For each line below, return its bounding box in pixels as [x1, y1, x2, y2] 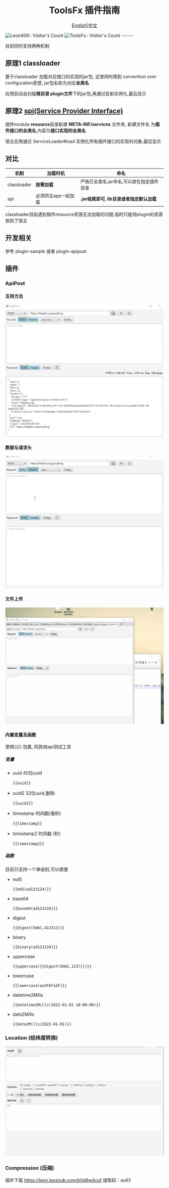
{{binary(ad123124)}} [12, 945, 58, 950]
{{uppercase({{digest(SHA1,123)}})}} [12, 964, 92, 969]
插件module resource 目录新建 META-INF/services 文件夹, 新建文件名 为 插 [5, 121, 160, 127]
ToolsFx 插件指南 [49, 5, 120, 16]
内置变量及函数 [5, 732, 36, 738]
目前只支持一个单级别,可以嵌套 [5, 866, 69, 873]
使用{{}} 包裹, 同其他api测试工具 [5, 744, 71, 750]
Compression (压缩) [5, 1165, 54, 1172]
